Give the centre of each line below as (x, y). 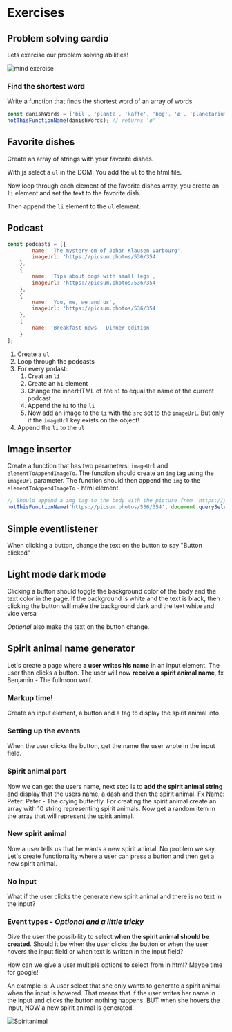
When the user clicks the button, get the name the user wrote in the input (111, 746)
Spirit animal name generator (71, 649)
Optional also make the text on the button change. (78, 626)
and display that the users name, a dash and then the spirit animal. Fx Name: (116, 794)
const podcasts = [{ (37, 244)
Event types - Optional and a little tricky (76, 922)
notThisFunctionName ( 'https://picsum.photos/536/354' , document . (103, 507)
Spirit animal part (37, 772)
